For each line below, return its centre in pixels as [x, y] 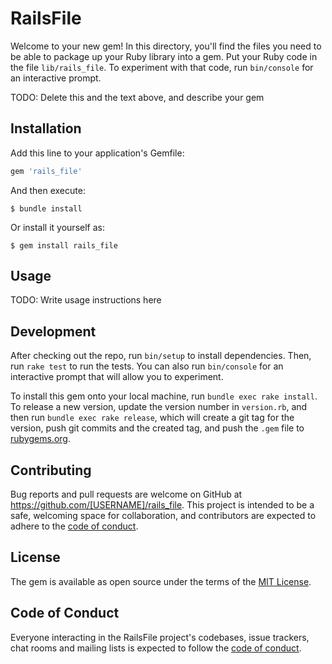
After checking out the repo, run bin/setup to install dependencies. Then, [161, 356]
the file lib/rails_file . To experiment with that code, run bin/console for [162, 67]
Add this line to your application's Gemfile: [97, 153]
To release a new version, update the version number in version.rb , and [159, 407]
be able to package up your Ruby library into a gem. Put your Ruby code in [164, 56]
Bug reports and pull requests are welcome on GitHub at [126, 494]
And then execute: [48, 190]
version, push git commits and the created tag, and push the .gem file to [157, 428]
